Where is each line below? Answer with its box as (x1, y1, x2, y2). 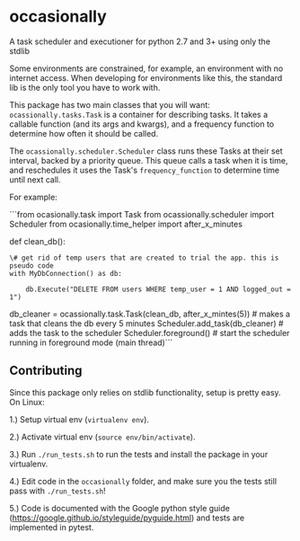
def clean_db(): (9, 235, 66, 246)
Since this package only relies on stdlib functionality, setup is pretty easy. (9, 386, 281, 397)
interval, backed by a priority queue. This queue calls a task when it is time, (9, 155, 288, 165)
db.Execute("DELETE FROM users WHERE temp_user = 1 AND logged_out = (25, 285, 292, 294)
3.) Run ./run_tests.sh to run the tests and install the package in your (9, 448, 269, 459)
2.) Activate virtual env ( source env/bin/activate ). (9, 431, 196, 442)
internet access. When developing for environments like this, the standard (9, 72, 283, 83)
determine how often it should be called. (9, 128, 159, 138)
